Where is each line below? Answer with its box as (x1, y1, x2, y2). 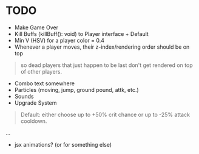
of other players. (20, 68, 62, 75)
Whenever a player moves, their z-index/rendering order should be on (14, 43, 190, 51)
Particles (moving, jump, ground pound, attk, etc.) (14, 86, 139, 93)
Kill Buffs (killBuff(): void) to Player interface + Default (14, 30, 149, 37)
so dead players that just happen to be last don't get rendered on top (20, 61, 193, 69)
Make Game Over (14, 24, 59, 31)
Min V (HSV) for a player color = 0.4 (14, 37, 104, 44)
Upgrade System (14, 99, 57, 107)
